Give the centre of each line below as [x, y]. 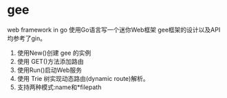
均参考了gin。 [27, 38]
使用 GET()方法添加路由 [50, 61]
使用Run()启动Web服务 [50, 70]
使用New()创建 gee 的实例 [54, 53]
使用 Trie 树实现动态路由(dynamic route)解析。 [83, 78]
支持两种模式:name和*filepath [59, 87]
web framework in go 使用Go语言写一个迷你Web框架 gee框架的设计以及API [114, 29]
